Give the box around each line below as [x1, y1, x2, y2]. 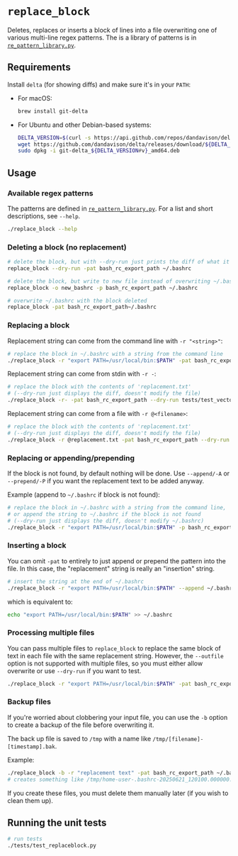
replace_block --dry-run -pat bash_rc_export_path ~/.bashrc [7, 264, 192, 272]
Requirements [7, 62, 71, 74]
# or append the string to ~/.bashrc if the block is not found [7, 510, 201, 518]
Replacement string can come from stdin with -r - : [7, 370, 157, 378]
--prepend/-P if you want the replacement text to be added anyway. [7, 476, 205, 485]
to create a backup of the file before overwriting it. [7, 721, 154, 729]
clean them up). [7, 796, 53, 805]
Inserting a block [7, 541, 67, 551]
